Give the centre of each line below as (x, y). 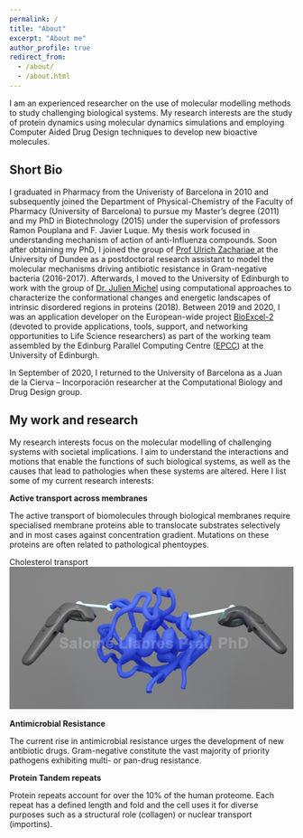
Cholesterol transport (49, 561)
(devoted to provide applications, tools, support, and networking (129, 326)
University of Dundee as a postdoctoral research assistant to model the (142, 259)
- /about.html (44, 77)
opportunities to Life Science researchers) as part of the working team (140, 335)
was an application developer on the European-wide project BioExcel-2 (142, 316)
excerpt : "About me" (48, 38)
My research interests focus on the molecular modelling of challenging (141, 442)
